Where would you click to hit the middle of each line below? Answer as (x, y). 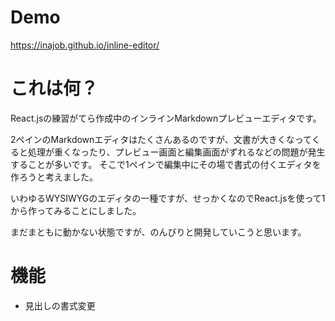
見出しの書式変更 (60, 305)
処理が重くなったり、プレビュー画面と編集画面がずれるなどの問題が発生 (176, 152)
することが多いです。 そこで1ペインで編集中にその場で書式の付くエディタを (166, 164)
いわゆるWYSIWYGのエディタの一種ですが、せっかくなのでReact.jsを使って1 (168, 198)
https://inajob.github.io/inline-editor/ (85, 45)
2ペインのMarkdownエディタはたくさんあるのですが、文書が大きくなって (161, 139)
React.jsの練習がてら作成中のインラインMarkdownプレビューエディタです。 (166, 118)
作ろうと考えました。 (54, 177)
